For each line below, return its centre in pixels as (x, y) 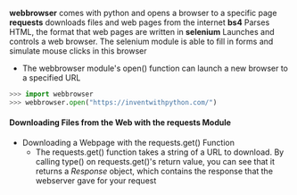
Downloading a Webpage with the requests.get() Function (128, 142)
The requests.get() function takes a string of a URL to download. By (160, 152)
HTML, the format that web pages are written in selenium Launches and (142, 32)
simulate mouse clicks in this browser (78, 51)
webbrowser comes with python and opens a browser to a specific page (143, 13)
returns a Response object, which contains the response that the (154, 171)
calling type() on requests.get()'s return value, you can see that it (155, 161)
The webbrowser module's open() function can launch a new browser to (155, 68)
